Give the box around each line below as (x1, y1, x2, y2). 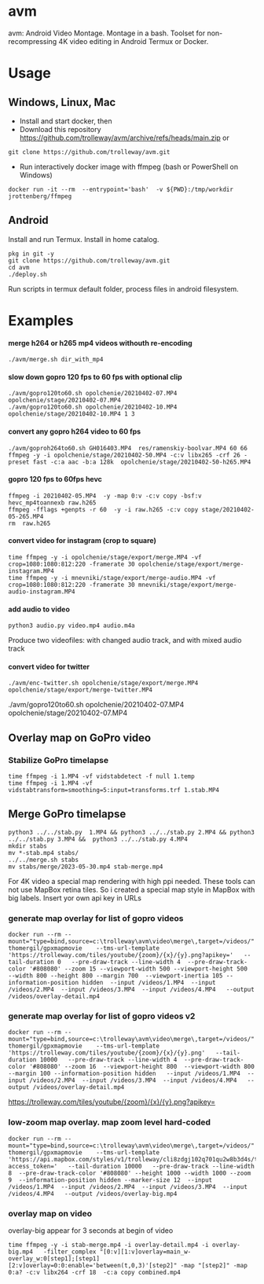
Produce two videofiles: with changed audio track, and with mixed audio (8, 636, 242, 645)
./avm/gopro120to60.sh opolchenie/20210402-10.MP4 (8, 403, 178, 411)
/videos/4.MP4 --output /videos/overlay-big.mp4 (8, 1190, 178, 1198)
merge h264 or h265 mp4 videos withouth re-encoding (8, 338, 192, 347)
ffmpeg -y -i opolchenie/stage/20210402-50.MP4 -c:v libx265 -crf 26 (8, 451, 241, 459)
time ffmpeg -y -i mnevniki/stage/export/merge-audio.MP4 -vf (8, 574, 216, 581)
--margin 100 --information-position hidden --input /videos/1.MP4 (8, 1069, 241, 1078)
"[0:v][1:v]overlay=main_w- (99, 1248, 192, 1256)
